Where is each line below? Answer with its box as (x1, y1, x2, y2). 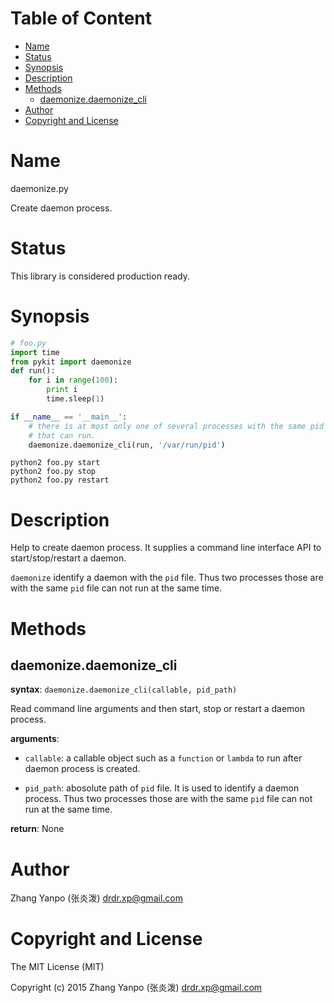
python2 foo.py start (10, 458, 101, 468)
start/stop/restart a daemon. (10, 552, 127, 564)
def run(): (10, 366, 56, 376)
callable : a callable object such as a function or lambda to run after (24, 752, 303, 764)
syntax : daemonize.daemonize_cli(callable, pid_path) (10, 683, 238, 696)
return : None (10, 823, 65, 835)
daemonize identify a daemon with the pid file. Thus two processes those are (10, 572, 324, 584)
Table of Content (10, 7, 153, 30)
